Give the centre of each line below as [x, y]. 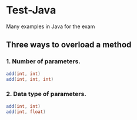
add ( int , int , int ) [30, 79]
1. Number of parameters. [43, 61]
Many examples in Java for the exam [51, 26]
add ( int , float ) [26, 112]
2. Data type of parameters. [46, 94]
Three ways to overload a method [69, 45]
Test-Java [31, 10]
